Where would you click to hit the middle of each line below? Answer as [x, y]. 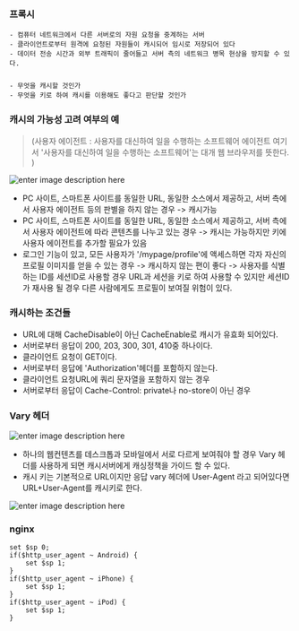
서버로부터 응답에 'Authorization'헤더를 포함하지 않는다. [120, 367]
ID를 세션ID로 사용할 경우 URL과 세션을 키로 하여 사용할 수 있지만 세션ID [164, 276]
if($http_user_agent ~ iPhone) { [72, 579]
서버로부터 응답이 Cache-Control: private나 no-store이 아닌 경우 [137, 390]
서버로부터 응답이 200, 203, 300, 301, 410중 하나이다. [117, 345]
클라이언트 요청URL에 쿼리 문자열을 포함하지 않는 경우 [116, 379]
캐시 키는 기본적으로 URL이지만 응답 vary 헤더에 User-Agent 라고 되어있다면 [156, 477]
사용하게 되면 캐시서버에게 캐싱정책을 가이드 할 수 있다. [135, 466]
